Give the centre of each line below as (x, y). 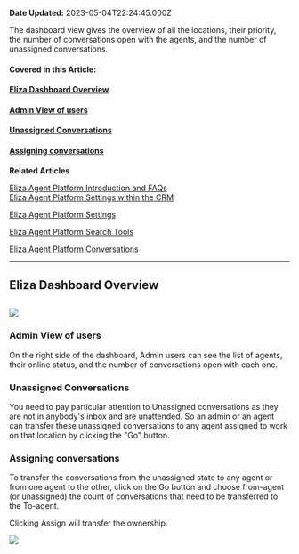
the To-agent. (34, 506)
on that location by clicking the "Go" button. (90, 435)
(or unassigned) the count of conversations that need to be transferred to (144, 496)
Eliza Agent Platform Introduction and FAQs (88, 188)
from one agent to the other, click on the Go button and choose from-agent (147, 487)
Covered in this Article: (53, 69)
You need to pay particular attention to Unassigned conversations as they (144, 406)
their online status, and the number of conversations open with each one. (144, 365)
